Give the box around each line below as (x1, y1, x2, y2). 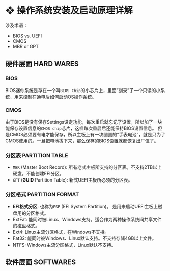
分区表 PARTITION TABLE (5, 152, 68, 159)
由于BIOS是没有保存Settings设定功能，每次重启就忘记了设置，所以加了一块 (5, 118, 162, 125)
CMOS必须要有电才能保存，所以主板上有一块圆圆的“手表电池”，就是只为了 (9, 131, 165, 137)
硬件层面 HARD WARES (5, 59, 79, 68)
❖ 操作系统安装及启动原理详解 (5, 5, 133, 16)
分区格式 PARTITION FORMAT (5, 191, 79, 198)
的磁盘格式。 (12, 222, 40, 229)
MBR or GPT (12, 43, 39, 49)
